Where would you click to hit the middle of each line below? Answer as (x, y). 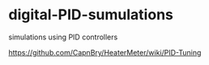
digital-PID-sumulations (91, 15)
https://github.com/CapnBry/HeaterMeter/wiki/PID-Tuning (105, 52)
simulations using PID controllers (63, 37)
